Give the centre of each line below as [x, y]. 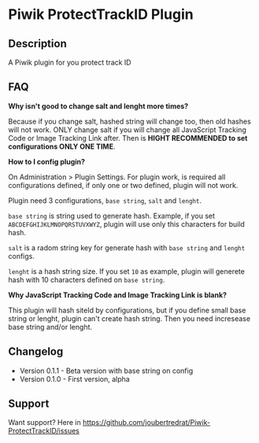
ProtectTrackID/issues [44, 431]
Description [37, 44]
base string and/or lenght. [50, 327]
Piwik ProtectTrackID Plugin [101, 15]
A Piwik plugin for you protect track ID [70, 62]
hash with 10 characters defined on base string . [87, 279]
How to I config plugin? [46, 161]
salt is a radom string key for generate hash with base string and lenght [127, 247]
